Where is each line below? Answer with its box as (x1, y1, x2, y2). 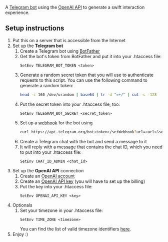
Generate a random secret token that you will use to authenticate (19, 72, 154, 78)
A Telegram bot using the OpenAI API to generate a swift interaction (5, 5, 145, 10)
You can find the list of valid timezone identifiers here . (19, 225, 131, 232)
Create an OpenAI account (19, 173, 75, 179)
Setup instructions (5, 24, 64, 33)
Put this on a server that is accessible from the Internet (12, 37, 126, 43)
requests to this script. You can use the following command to (19, 77, 147, 83)
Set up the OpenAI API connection (12, 167, 84, 173)
